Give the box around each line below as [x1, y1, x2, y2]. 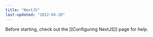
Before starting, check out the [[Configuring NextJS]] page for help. [5, 26, 148, 32]
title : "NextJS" [5, 7, 40, 13]
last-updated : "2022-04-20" [5, 12, 65, 17]
